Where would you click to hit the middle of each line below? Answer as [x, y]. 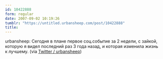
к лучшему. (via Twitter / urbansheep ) [43, 52]
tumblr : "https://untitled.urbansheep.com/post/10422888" [65, 23]
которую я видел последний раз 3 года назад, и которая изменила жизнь [82, 46]
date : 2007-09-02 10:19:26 [32, 18]
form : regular [19, 14]
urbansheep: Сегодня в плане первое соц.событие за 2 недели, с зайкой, [81, 41]
